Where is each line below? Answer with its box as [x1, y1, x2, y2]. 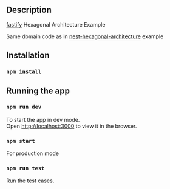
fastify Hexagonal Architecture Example [6, 21, 106, 28]
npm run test [6, 165, 45, 172]
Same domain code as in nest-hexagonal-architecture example [6, 33, 164, 40]
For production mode [6, 150, 59, 157]
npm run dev [6, 104, 42, 111]
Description [6, 5, 52, 15]
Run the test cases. [6, 177, 55, 184]
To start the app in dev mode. [6, 116, 80, 123]
